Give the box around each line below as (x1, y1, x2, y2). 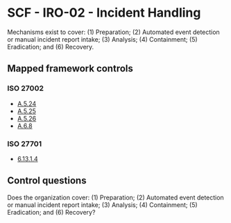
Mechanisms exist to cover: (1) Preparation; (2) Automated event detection (7, 28, 220, 36)
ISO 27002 (7, 83, 44, 93)
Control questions (7, 175, 87, 187)
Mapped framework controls (7, 63, 134, 74)
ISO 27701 (7, 139, 42, 149)
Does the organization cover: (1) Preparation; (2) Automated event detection (7, 193, 224, 201)
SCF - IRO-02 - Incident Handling (7, 5, 201, 21)
